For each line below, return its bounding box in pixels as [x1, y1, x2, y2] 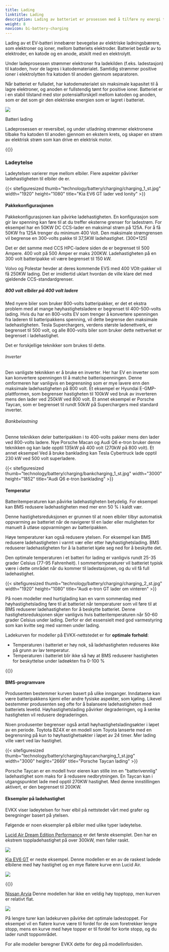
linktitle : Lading [5, 12, 44, 17]
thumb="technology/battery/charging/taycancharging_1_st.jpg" [5, 753, 135, 759]
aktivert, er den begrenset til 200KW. [5, 784, 81, 790]
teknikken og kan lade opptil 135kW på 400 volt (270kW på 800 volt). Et [5, 445, 154, 451]
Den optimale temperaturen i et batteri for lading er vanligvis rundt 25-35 [5, 555, 156, 561]
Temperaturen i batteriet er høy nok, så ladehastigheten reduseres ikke [12, 642, 160, 648]
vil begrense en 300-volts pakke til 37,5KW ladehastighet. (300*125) [5, 235, 147, 241]
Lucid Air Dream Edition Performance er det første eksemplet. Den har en [5, 832, 157, 838]
